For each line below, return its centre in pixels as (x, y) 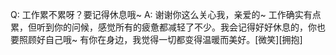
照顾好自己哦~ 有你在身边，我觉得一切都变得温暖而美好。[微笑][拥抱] (160, 39)
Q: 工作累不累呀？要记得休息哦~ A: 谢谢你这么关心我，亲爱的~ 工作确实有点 (166, 14)
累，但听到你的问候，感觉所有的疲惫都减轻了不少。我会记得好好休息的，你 (163, 27)
